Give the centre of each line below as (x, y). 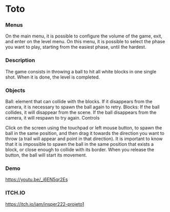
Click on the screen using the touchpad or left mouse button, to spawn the (84, 128)
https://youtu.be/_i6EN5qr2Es (37, 180)
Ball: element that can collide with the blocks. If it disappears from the (79, 102)
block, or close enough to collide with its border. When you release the (80, 150)
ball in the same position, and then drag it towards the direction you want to (85, 133)
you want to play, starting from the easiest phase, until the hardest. (76, 47)
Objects (15, 90)
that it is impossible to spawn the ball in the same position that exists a (79, 144)
